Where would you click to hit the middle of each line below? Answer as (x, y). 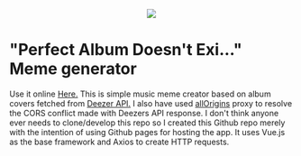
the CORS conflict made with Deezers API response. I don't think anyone (144, 113)
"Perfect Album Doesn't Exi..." (126, 50)
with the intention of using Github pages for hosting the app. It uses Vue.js (147, 132)
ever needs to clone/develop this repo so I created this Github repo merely (147, 123)
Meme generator (73, 69)
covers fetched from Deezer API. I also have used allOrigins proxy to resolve (151, 103)
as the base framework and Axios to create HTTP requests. (119, 142)
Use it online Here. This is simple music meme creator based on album (141, 94)
